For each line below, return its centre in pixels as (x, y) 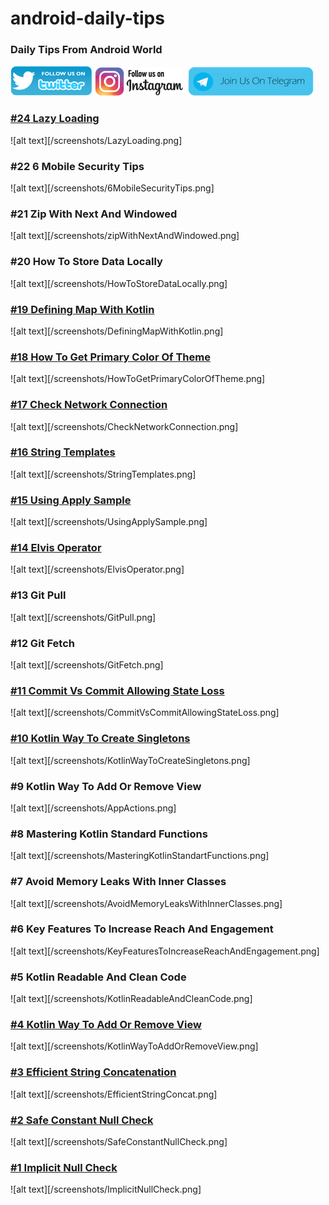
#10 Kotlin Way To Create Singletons (100, 739)
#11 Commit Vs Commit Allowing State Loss (117, 690)
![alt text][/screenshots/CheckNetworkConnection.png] (124, 426)
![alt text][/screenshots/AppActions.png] (93, 808)
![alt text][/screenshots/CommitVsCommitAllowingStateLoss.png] (145, 713)
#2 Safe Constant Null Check (82, 1120)
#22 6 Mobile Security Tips (77, 166)
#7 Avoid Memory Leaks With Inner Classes (118, 882)
